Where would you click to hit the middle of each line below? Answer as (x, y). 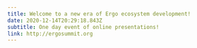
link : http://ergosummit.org (50, 34)
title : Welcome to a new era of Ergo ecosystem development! (99, 14)
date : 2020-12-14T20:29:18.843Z (55, 20)
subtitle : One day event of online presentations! (83, 27)
